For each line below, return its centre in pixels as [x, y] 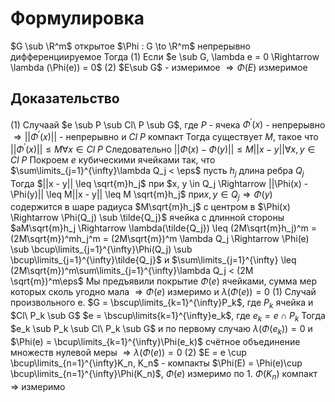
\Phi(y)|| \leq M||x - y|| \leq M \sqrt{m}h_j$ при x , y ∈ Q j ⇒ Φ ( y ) [141, 195]
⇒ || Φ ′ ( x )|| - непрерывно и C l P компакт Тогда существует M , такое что [166, 136]
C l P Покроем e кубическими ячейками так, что [113, 159]
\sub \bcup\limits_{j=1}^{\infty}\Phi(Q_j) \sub [101, 249]
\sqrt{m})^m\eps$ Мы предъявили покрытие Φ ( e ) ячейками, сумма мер [163, 281]
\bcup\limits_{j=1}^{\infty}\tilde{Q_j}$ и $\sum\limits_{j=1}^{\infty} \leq [153, 260]
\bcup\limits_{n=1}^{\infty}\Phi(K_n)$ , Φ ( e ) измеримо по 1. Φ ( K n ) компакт [164, 374]
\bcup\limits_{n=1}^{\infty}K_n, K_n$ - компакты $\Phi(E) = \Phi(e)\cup [156, 363]
